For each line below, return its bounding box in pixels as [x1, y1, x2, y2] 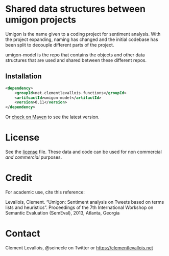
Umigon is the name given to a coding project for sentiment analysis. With [5, 31, 161, 37]
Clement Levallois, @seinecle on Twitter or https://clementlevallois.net [5, 244, 153, 251]
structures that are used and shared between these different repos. [5, 57, 147, 63]
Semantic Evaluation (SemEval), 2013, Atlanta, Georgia [5, 210, 120, 216]
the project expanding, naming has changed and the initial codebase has [5, 36, 158, 42]
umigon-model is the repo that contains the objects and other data [5, 52, 145, 58]
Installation [5, 72, 42, 81]
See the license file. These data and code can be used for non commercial [5, 149, 162, 155]
